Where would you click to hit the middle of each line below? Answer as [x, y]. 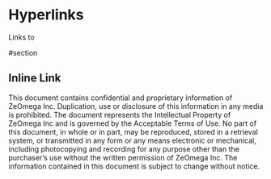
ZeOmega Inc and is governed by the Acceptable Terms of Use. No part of [133, 123]
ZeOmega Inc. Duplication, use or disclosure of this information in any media [136, 106]
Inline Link [35, 78]
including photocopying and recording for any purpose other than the [124, 149]
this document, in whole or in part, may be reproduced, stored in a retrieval [133, 131]
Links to [21, 37]
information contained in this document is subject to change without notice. [134, 166]
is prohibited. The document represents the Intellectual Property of [120, 114]
